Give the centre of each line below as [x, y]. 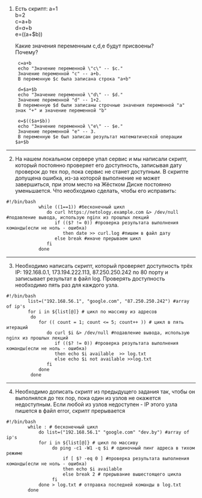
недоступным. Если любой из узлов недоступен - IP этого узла [96, 404]
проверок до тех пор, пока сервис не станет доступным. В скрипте [102, 172]
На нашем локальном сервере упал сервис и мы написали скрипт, [101, 159]
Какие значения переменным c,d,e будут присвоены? [84, 46]
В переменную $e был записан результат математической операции [100, 137]
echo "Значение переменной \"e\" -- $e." [70, 126]
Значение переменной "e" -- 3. [57, 132]
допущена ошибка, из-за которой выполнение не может [87, 178]
